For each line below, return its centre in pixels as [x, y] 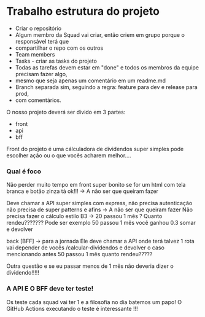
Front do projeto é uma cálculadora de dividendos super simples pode [95, 149]
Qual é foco [24, 171]
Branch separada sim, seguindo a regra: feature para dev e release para [106, 87]
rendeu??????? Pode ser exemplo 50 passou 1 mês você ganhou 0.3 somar [101, 223]
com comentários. [38, 100]
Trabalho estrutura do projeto [83, 11]
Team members [35, 54]
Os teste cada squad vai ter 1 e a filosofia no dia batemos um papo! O [94, 302]
